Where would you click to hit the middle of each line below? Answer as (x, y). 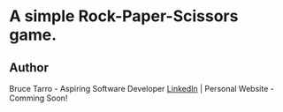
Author (29, 67)
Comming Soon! (38, 98)
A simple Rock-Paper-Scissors (124, 16)
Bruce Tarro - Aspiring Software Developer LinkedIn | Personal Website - (141, 89)
